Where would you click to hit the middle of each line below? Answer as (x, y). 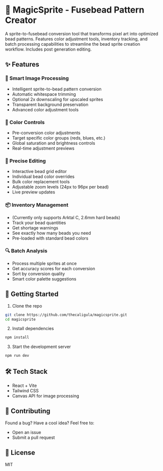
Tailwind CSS (25, 390)
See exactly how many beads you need (52, 233)
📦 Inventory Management (37, 205)
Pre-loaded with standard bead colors (50, 238)
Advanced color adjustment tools (45, 109)
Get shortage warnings (35, 227)
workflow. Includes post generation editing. (48, 49)
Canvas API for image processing (45, 396)
